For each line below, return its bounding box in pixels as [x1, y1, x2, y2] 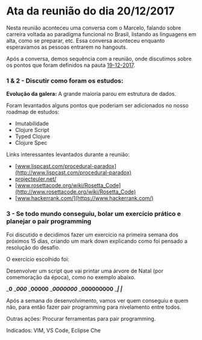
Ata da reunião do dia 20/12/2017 [6, 4, 175, 18]
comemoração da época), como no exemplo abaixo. [6, 273, 136, 281]
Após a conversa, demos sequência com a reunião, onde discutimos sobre [6, 55, 192, 62]
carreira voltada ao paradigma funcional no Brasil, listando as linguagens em [6, 30, 197, 37]
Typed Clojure [14, 133, 50, 140]
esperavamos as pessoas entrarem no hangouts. [6, 43, 128, 51]
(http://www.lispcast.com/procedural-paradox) [14, 169, 131, 176]
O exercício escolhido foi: [6, 255, 69, 263]
